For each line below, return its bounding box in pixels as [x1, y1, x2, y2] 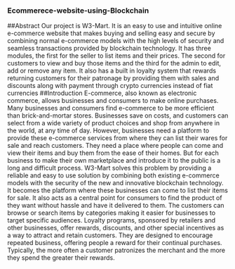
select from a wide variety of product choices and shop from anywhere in [7, 119, 220, 127]
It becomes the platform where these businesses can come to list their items [7, 186, 228, 195]
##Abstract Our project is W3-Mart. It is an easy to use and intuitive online [7, 22, 222, 30]
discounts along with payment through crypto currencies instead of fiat [7, 82, 213, 90]
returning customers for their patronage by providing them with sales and [7, 74, 220, 82]
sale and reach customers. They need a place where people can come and [7, 142, 224, 150]
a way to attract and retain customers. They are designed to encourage [7, 231, 213, 239]
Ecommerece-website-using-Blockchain [7, 6, 149, 15]
